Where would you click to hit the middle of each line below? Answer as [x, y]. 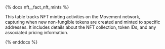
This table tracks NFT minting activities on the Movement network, [73, 17]
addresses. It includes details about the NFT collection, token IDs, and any [81, 27]
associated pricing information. [37, 32]
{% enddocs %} [21, 42]
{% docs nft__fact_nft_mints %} [37, 7]
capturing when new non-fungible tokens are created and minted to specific [83, 22]
